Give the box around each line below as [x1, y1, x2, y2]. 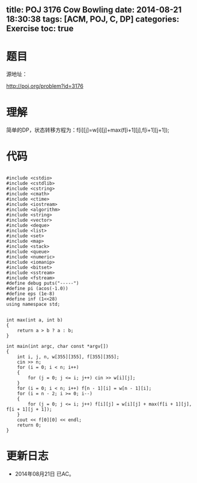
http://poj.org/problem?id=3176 [6, 82, 84, 90]
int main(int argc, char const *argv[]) [6, 344, 109, 350]
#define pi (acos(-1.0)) [6, 285, 68, 292]
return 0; [17, 422, 42, 428]
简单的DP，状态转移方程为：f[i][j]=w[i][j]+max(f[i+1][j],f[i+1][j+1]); [6, 126, 170, 134]
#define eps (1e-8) [6, 291, 55, 297]
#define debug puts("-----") [6, 281, 79, 287]
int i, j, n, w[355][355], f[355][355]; [17, 354, 120, 360]
